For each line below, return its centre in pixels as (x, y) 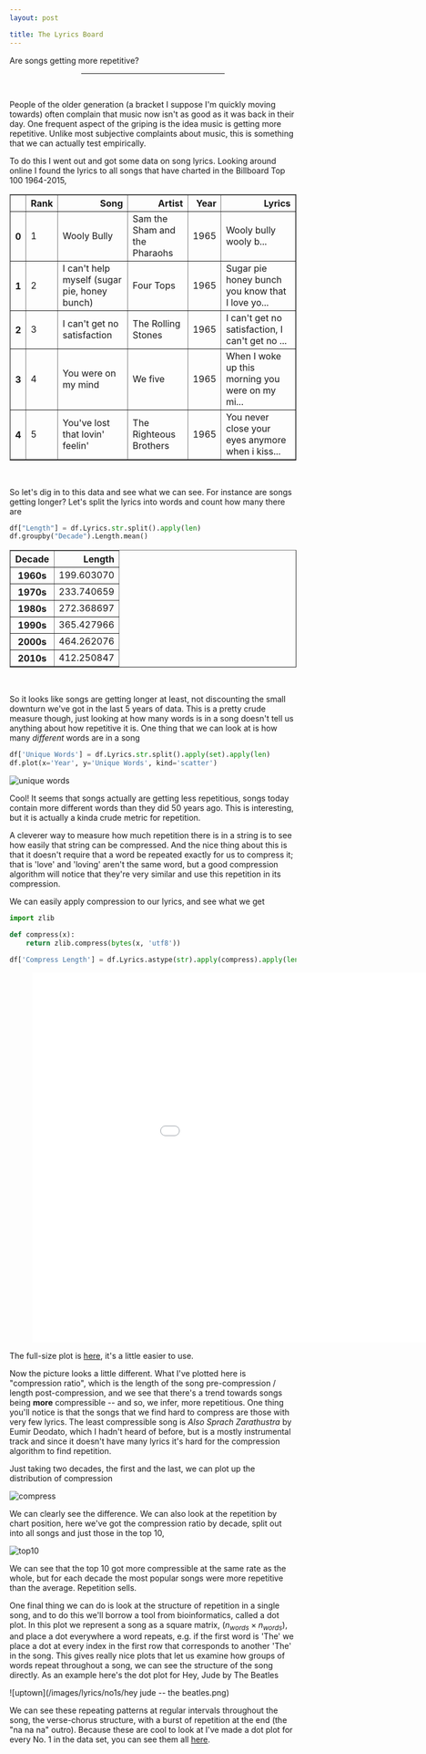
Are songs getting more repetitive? (74, 60)
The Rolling (157, 323)
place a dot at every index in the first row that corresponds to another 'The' (151, 1646)
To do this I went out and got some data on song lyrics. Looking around (143, 161)
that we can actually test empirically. (78, 143)
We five (149, 379)
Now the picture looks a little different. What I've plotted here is (128, 1373)
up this (240, 368)
